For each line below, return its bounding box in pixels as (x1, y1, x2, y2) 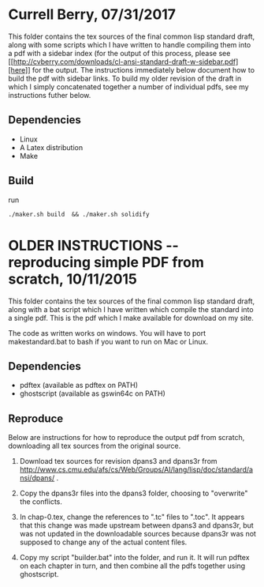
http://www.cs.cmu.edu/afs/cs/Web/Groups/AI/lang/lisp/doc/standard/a (19, 465, 254, 475)
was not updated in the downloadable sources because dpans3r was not (19, 529, 256, 539)
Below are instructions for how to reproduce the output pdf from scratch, (8, 433, 245, 442)
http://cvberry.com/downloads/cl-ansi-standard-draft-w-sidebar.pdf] (13, 57, 239, 66)
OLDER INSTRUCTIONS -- (8, 236, 179, 254)
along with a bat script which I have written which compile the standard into (8, 304, 254, 314)
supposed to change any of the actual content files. (19, 537, 188, 547)
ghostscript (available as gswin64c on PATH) (19, 389, 165, 398)
